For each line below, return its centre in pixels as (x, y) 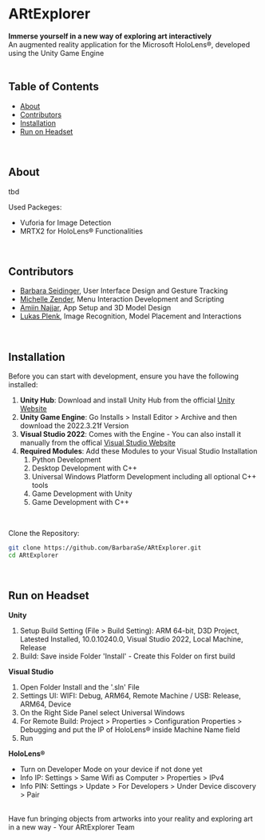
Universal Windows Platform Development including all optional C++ (144, 477)
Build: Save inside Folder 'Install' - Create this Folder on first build (127, 656)
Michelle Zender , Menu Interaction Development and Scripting (122, 299)
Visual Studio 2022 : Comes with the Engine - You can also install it (131, 434)
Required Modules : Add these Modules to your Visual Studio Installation (138, 451)
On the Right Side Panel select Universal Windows (102, 712)
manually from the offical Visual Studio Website (97, 443)
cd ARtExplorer (34, 556)
